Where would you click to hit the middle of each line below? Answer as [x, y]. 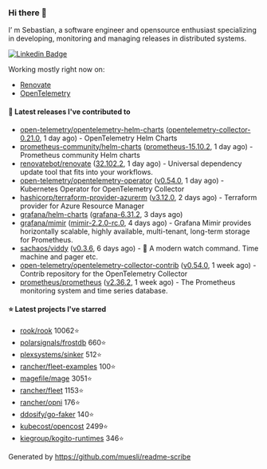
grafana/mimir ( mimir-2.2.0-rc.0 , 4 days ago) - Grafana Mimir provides [135, 223]
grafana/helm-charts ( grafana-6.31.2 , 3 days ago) [101, 214]
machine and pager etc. [59, 256]
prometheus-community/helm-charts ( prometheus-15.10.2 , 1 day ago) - [136, 146]
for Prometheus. [46, 239]
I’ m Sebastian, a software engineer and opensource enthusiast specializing [132, 30]
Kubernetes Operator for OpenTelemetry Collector [102, 189]
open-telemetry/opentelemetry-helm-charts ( [94, 129]
